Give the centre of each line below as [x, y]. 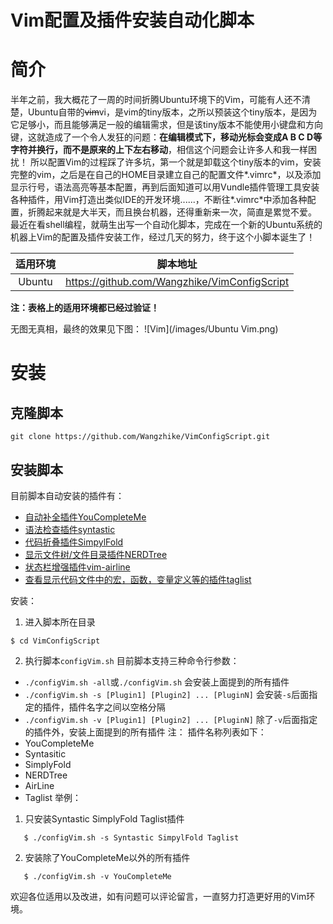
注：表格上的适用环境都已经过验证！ [85, 308]
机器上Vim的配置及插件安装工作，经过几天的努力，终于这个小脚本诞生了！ [163, 237]
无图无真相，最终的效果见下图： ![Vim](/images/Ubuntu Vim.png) [144, 329]
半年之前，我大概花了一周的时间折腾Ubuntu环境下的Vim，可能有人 [147, 100]
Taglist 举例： [53, 797]
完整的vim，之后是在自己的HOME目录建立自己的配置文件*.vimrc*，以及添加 [166, 175]
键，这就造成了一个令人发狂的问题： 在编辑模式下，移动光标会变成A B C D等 [166, 137]
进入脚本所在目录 [60, 622]
